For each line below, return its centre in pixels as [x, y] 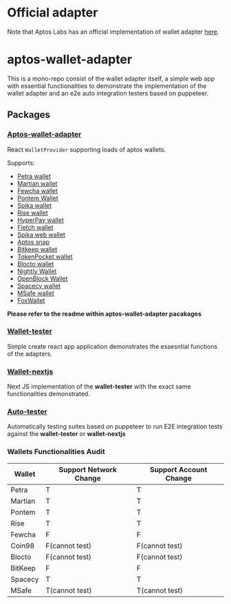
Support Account [178, 469]
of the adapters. [30, 354]
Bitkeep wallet [37, 249]
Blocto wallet [35, 263]
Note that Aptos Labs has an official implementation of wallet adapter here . [113, 32]
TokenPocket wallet [45, 257]
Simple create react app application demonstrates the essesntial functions [112, 346]
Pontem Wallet [37, 198]
